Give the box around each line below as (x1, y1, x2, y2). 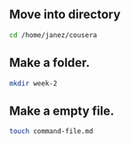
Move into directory (9, 7, 121, 22)
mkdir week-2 (9, 79, 58, 88)
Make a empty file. (9, 103, 115, 118)
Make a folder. (9, 55, 91, 70)
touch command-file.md (9, 127, 93, 136)
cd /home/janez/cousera (9, 30, 98, 39)
